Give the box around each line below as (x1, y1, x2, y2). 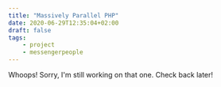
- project (22, 41, 56, 49)
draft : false (8, 26, 52, 34)
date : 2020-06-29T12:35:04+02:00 (8, 19, 119, 27)
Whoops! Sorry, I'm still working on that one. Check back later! (8, 70, 213, 79)
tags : (8, 33, 26, 42)
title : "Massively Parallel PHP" (8, 11, 119, 20)
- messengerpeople (22, 48, 83, 56)
